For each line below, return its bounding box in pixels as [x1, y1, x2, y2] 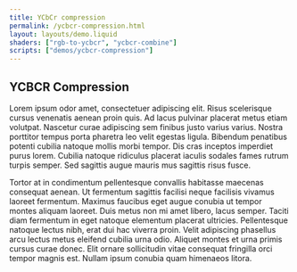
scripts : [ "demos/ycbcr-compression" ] [9, 46, 153, 55]
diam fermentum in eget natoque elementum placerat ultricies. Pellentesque [9, 215, 288, 226]
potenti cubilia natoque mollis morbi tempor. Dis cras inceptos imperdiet [9, 140, 274, 152]
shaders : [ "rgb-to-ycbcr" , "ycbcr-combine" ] [9, 37, 177, 47]
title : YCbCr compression [9, 12, 105, 22]
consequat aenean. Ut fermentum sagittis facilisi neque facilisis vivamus [9, 186, 275, 197]
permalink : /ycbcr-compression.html [9, 21, 145, 30]
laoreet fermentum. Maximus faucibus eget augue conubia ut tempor [9, 195, 262, 206]
